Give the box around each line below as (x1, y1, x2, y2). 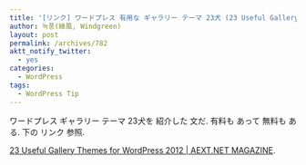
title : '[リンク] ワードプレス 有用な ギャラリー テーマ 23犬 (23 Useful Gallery (9, 13, 299, 23)
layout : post (9, 30, 59, 39)
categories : (9, 64, 55, 73)
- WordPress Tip (17, 89, 79, 98)
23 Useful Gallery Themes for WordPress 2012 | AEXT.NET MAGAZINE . (9, 144, 276, 155)
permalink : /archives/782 (9, 38, 107, 48)
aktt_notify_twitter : (9, 47, 92, 56)
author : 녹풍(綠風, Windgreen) (9, 22, 122, 31)
